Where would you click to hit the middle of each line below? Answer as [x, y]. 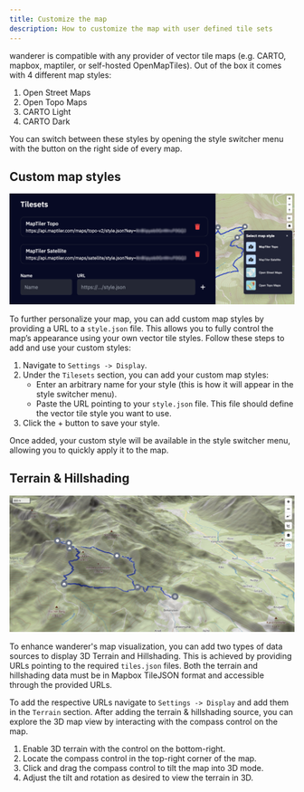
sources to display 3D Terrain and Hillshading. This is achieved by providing [151, 656]
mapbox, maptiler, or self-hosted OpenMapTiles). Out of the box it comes [146, 65]
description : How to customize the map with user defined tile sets [141, 29]
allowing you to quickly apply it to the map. [89, 450]
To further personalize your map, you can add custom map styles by [137, 319]
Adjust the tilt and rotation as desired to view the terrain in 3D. [138, 778]
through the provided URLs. [61, 685]
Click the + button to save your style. [91, 423]
